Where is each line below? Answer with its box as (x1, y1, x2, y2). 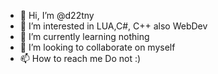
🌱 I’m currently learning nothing (19, 31, 150, 42)
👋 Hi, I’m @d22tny (19, 10, 95, 21)
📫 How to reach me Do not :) (19, 53, 142, 64)
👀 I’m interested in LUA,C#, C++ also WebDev (19, 20, 208, 32)
